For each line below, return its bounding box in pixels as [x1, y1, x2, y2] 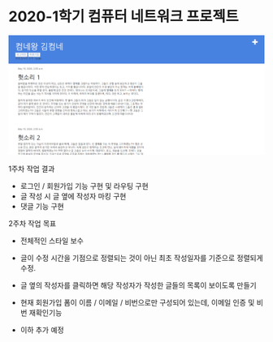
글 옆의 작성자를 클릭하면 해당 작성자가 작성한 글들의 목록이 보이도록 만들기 [19, 280, 258, 290]
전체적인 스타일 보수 [19, 236, 84, 246]
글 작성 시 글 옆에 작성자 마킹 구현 [19, 191, 127, 201]
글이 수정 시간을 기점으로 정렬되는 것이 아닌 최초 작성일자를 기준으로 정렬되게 [19, 253, 264, 263]
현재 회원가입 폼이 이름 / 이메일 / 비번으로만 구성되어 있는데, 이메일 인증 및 [19, 297, 255, 308]
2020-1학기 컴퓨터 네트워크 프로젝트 [8, 7, 239, 26]
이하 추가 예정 [19, 325, 64, 335]
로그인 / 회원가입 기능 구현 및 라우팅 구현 [19, 182, 149, 191]
